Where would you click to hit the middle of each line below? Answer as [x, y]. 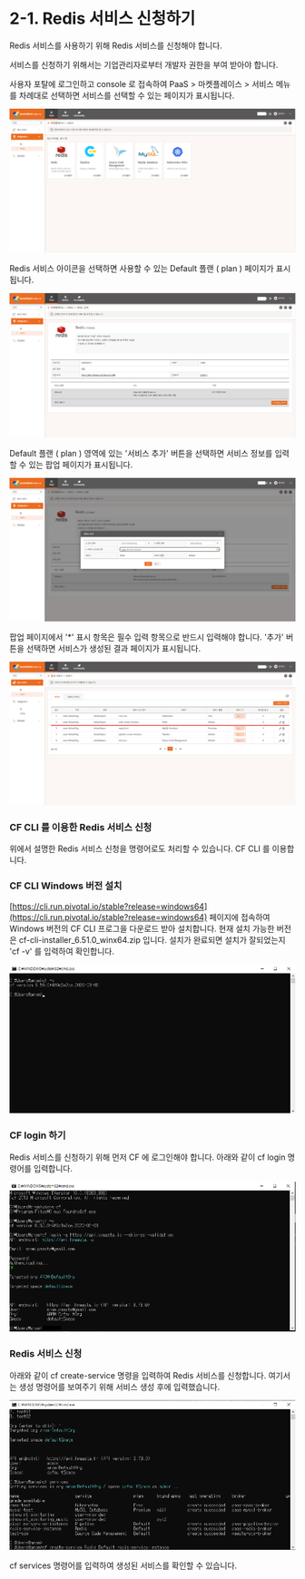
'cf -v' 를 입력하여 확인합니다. [62, 951]
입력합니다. [53, 1168]
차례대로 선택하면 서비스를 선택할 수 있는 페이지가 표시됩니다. [127, 95]
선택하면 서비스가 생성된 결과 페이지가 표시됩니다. [113, 648]
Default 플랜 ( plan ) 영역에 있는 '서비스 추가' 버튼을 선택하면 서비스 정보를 [141, 453]
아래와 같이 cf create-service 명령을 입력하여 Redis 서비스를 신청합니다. [138, 1375]
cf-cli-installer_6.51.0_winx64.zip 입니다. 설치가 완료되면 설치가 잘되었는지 [152, 939]
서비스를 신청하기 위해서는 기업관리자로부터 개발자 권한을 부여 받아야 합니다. [144, 64]
